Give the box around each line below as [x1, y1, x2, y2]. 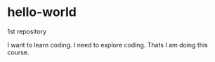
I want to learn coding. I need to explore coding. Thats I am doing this [7, 40, 209, 49]
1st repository [7, 27, 47, 36]
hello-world [7, 4, 77, 20]
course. [7, 48, 30, 56]
